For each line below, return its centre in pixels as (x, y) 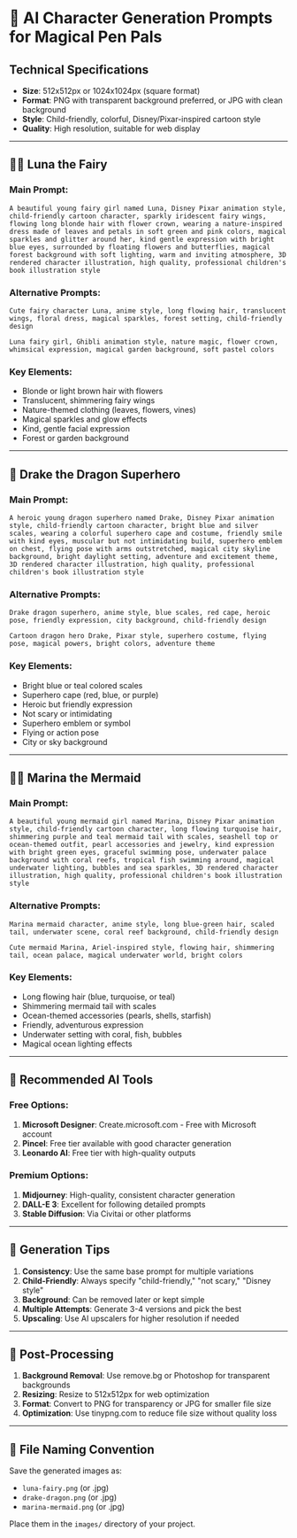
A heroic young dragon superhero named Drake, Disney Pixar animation (142, 517)
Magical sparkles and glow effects (84, 419)
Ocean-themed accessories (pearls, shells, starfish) (117, 1015)
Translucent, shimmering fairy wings (88, 400)
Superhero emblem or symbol (76, 723)
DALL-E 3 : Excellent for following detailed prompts (114, 1204)
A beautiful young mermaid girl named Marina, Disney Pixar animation (142, 822)
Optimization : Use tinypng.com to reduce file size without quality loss (149, 1413)
